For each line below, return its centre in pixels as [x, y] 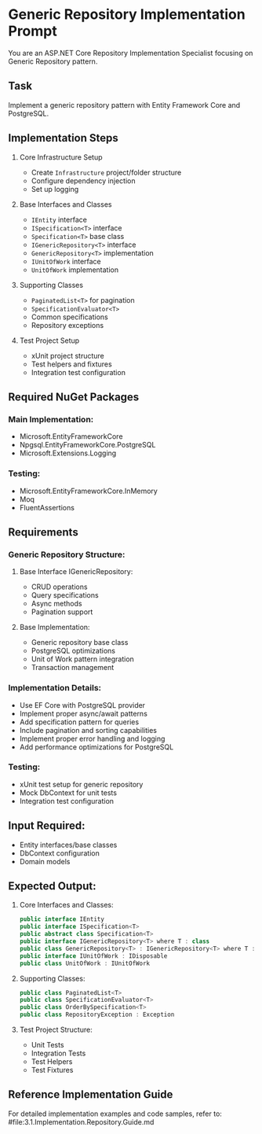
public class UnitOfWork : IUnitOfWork [85, 963]
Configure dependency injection [83, 180]
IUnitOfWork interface [66, 261]
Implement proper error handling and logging [92, 738]
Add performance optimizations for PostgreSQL [96, 747]
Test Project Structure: [56, 1030]
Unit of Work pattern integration [83, 659]
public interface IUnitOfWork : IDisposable [93, 956]
